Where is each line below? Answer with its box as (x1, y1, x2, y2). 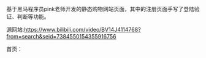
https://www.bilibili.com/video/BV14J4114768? (24, 26, 141, 33)
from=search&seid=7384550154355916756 (6, 33, 116, 40)
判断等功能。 (17, 13, 50, 20)
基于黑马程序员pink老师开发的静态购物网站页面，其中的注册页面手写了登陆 (6, 5, 194, 12)
